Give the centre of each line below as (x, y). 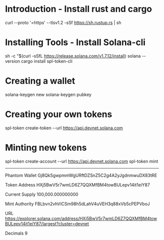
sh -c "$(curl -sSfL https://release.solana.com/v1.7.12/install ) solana (73, 56)
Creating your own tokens (59, 114)
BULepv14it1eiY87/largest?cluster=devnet (47, 223)
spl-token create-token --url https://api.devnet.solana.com (64, 128)
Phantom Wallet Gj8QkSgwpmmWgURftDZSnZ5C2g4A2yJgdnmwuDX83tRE (81, 175)
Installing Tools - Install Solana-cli (75, 42)
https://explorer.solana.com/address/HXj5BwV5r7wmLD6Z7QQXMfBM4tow (81, 218)
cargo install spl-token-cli (47, 61)
